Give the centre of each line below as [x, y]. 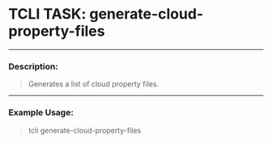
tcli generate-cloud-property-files [85, 130]
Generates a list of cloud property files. [93, 84]
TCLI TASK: [47, 14]
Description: [33, 66]
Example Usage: [41, 112]
